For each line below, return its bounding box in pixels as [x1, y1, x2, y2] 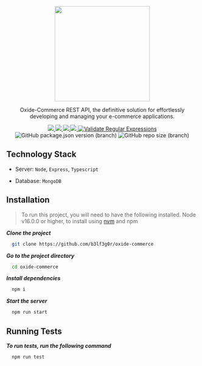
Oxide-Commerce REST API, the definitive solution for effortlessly [19, 106, 185, 113]
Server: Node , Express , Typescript [15, 165, 99, 173]
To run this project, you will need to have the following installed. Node [21, 211, 197, 218]
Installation [6, 195, 50, 205]
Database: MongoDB [15, 177, 62, 184]
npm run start [12, 309, 47, 316]
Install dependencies [6, 275, 61, 282]
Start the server [6, 297, 47, 305]
